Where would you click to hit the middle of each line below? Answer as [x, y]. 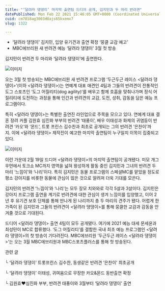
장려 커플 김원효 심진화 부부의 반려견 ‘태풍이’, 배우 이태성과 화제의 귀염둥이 [81, 121]
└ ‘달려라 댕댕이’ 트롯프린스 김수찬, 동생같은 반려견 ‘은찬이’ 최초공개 [70, 263]
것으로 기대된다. [29, 213]
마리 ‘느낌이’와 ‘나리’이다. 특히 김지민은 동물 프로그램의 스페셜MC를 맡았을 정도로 [82, 172]
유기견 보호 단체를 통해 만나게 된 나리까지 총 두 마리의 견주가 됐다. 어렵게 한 [87, 201]
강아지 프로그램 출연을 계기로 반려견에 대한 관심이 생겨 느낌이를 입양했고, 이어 [79, 194]
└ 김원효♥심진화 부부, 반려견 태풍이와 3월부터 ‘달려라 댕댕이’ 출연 [68, 283]
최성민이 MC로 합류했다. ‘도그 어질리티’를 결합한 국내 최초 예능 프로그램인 [75, 230]
